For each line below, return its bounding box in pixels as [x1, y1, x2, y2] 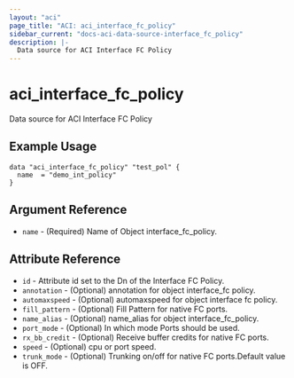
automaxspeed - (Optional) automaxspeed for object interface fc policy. [21, 294, 278, 304]
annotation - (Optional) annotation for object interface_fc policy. [21, 285, 256, 295]
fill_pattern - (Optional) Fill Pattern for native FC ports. [21, 303, 228, 314]
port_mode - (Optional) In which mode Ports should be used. [21, 322, 241, 333]
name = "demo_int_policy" [17, 170, 117, 179]
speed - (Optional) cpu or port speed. [21, 341, 157, 351]
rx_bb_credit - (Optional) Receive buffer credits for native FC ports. [21, 332, 270, 343]
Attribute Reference [9, 252, 121, 267]
